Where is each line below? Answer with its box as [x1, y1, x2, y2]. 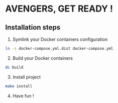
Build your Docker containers [12, 55, 73, 61]
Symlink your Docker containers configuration [12, 36, 108, 42]
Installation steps [5, 23, 61, 32]
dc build [5, 65, 24, 70]
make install [5, 83, 33, 88]
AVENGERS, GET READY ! [5, 3, 113, 15]
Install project [12, 74, 41, 80]
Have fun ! [12, 92, 34, 98]
